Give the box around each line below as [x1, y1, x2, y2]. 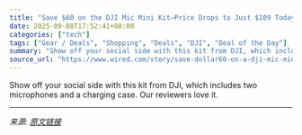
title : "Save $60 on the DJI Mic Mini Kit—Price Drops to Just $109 [9, 13, 271, 22]
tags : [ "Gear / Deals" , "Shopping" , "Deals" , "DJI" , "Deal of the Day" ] [9, 38, 288, 48]
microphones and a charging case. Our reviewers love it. [9, 89, 218, 100]
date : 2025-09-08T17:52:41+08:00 [9, 22, 135, 31]
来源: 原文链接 [9, 116, 61, 127]
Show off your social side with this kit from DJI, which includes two [9, 80, 258, 90]
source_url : [9, 55, 54, 64]
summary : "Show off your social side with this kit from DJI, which [9, 47, 271, 56]
